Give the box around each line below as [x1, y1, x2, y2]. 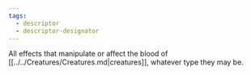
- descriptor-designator [15, 27, 100, 35]
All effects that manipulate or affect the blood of [8, 49, 168, 59]
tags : [8, 11, 27, 20]
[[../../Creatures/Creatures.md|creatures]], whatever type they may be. [8, 57, 245, 67]
